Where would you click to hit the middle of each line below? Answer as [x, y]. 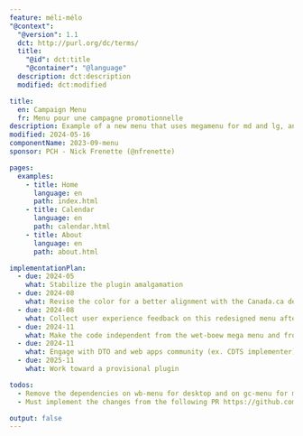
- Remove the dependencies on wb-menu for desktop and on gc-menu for [153, 394]
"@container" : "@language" [76, 69]
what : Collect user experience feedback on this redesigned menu [151, 318]
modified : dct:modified [62, 85]
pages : [22, 168]
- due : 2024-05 [46, 276]
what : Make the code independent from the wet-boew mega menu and [153, 335]
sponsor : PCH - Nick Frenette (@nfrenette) [92, 152]
